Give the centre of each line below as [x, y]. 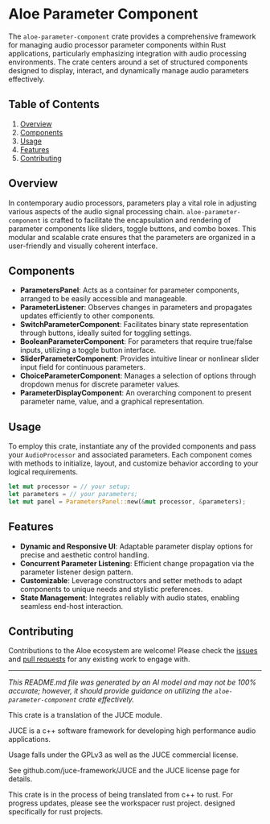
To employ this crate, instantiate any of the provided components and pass [132, 446]
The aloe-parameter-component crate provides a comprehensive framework [132, 36]
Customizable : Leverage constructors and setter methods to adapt [131, 580]
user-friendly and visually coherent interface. [83, 246]
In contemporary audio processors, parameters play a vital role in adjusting [133, 203]
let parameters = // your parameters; [73, 495]
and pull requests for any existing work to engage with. [99, 659]
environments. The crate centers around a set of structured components [128, 62]
